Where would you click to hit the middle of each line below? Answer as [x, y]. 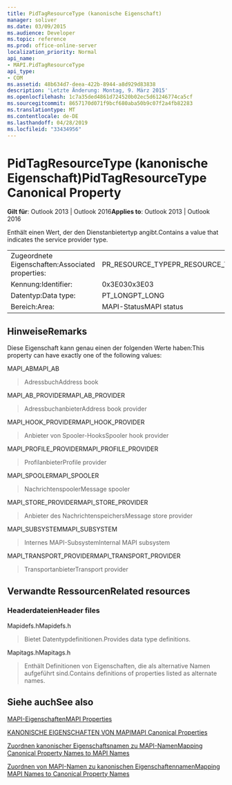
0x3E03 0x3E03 [128, 284]
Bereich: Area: [33, 307]
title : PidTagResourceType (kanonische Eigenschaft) [85, 13]
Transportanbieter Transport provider [76, 570]
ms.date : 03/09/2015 [37, 26]
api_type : [21, 71]
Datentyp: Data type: [43, 295]
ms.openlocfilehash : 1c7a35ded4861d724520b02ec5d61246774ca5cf [100, 97]
